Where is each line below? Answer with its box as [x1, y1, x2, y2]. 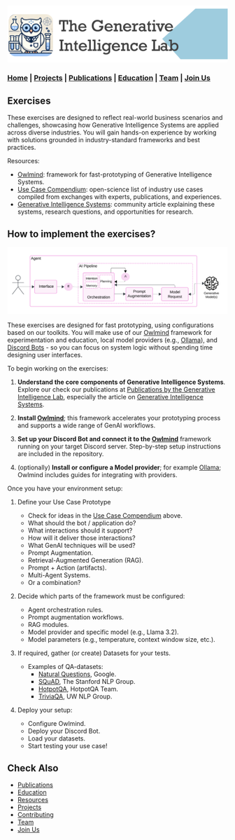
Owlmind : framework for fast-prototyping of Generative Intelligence [17, 170, 213, 179]
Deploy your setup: [17, 706, 73, 715]
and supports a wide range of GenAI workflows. [17, 421, 156, 429]
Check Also [7, 762, 59, 774]
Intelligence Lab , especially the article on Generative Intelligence [17, 393, 204, 401]
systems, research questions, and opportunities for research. [17, 207, 194, 216]
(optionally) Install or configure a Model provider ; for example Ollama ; [17, 463, 222, 471]
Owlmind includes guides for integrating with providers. [17, 471, 178, 479]
